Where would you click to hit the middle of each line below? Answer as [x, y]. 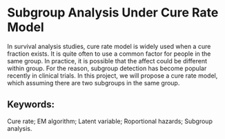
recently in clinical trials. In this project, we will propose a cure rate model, [112, 75]
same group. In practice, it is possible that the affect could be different [107, 61]
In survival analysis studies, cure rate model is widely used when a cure [109, 46]
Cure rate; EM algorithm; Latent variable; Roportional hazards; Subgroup [110, 121]
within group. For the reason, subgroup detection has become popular [107, 68]
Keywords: [31, 105]
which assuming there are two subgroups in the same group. [94, 83]
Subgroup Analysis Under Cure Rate [113, 13]
